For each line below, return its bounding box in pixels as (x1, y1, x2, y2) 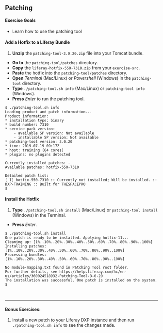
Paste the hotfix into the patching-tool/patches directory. (12, 70, 128, 76)
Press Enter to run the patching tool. (12, 96, 85, 102)
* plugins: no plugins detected (5, 152, 70, 157)
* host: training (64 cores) (5, 148, 64, 153)
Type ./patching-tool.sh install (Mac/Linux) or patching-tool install (12, 207, 158, 213)
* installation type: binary (5, 118, 64, 123)
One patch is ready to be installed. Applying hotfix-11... (5, 235, 130, 240)
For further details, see (5, 269, 57, 274)
